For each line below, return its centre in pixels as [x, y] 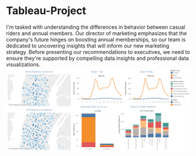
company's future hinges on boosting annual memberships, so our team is [96, 39]
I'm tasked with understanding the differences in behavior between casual [96, 27]
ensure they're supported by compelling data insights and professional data [97, 58]
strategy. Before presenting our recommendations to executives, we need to [98, 52]
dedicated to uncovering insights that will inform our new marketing [88, 46]
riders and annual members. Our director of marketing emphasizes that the [97, 33]
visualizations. [23, 64]
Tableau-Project [46, 11]
